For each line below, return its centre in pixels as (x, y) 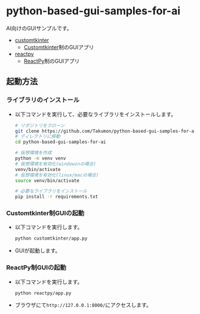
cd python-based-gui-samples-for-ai (60, 142)
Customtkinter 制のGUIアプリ (59, 47)
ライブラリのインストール (43, 100)
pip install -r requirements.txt (56, 197)
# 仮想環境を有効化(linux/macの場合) (57, 175)
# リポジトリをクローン (40, 125)
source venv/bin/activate (47, 181)
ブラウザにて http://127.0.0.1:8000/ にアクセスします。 (83, 305)
